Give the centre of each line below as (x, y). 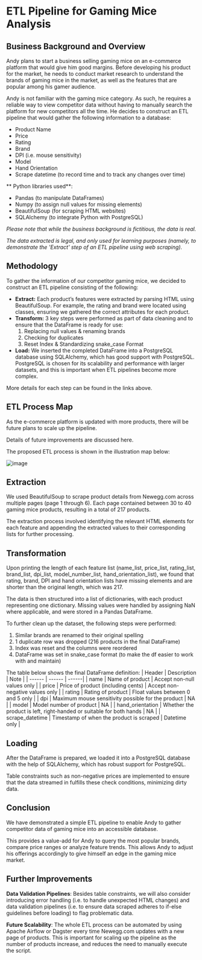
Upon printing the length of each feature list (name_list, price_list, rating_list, (101, 568)
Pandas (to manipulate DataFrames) (59, 198)
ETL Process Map (40, 407)
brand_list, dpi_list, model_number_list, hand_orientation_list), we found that (100, 574)
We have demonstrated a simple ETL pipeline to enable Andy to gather (94, 823)
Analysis (29, 24)
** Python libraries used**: (39, 186)
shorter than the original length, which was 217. (65, 587)
